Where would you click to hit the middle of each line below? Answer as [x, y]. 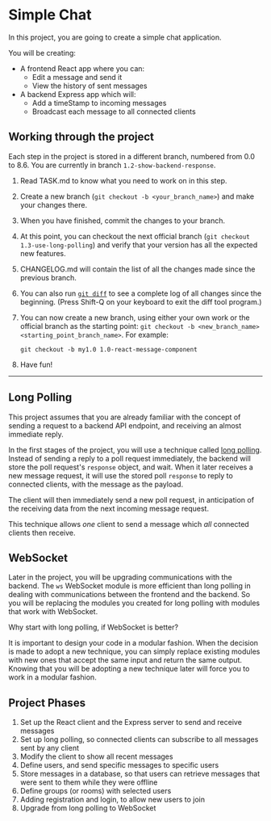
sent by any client [49, 748]
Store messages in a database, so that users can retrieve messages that [140, 774]
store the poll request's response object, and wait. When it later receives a [131, 467]
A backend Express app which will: [78, 94]
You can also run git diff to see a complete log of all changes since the [141, 293]
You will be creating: [42, 53]
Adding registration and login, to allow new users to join [113, 800]
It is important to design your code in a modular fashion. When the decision [133, 643]
